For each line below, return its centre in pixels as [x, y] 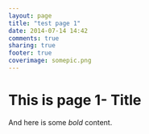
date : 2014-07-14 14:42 [48, 30]
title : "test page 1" [45, 23]
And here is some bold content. [60, 122]
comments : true [34, 38]
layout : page [30, 16]
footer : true [30, 53]
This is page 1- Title [75, 100]
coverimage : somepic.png [50, 61]
